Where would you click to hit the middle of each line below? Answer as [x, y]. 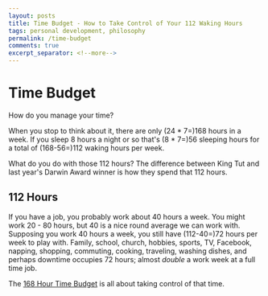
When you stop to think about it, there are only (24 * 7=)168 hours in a [125, 130]
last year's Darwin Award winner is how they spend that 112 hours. [118, 172]
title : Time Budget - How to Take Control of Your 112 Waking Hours [126, 23]
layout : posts [32, 16]
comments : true [34, 46]
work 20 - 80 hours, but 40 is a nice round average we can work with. [124, 225]
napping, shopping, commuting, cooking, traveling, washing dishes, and [128, 251]
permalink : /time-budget [50, 38]
